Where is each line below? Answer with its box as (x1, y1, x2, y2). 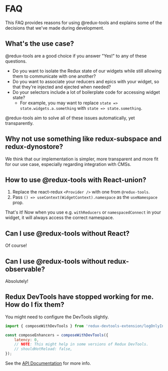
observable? (5, 265, 45, 273)
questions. (5, 58, 27, 64)
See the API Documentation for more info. (5, 360, 91, 366)
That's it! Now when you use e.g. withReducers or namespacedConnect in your (5, 209, 161, 216)
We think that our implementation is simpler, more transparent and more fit (5, 156, 158, 162)
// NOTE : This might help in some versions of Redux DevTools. (14, 342, 149, 347)
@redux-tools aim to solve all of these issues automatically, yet (5, 115, 135, 121)
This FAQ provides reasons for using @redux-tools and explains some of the (5, 20, 162, 26)
